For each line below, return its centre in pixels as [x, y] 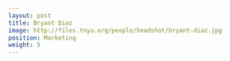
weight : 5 [25, 45]
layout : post [30, 15]
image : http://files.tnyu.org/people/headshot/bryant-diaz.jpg [115, 30]
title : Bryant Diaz [41, 23]
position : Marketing [43, 38]
